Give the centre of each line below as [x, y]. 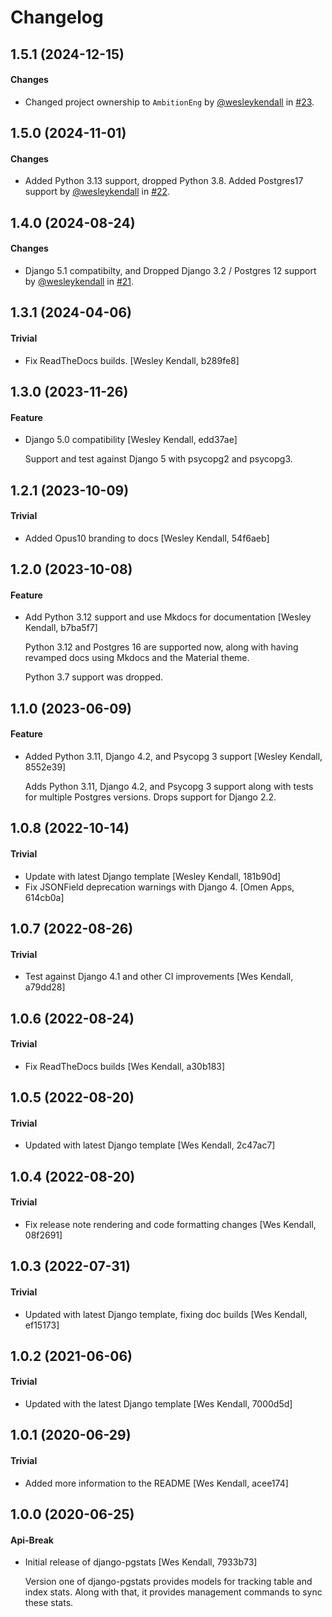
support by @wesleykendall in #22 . [97, 192]
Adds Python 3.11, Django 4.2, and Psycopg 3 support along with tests [169, 786]
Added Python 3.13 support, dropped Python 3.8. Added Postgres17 [164, 181]
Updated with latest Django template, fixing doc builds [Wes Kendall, [166, 1314]
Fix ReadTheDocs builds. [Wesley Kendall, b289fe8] [132, 360]
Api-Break [32, 1540]
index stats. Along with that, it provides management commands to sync [173, 1592]
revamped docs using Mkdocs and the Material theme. [137, 658]
